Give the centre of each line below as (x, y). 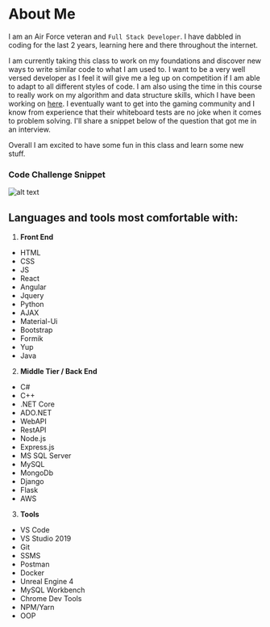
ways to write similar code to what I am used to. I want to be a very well (127, 69)
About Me (42, 14)
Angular (33, 287)
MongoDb (37, 473)
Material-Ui (39, 322)
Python (32, 305)
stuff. (17, 154)
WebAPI (33, 422)
